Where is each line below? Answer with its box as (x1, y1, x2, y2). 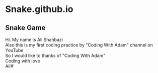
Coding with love (5, 58, 40, 63)
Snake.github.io (5, 3, 73, 15)
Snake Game (5, 23, 46, 32)
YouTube (5, 47, 24, 53)
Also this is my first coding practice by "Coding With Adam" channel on (5, 42, 153, 48)
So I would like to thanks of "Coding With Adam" (5, 52, 106, 58)
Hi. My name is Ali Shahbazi (5, 36, 63, 42)
